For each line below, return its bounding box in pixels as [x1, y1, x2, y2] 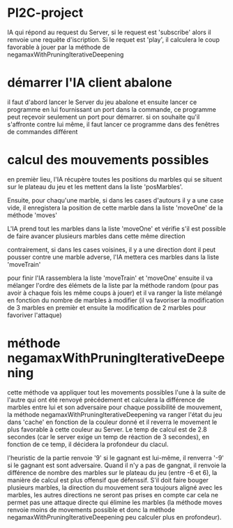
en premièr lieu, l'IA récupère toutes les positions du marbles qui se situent [7, 175, 223, 183]
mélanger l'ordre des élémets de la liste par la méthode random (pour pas [7, 281, 219, 289]
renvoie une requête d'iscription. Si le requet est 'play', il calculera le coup [7, 35, 220, 43]
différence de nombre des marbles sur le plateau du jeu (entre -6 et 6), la [7, 468, 218, 476]
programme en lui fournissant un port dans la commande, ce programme [7, 105, 216, 113]
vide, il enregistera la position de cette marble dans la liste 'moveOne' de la [7, 203, 223, 212]
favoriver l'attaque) [7, 311, 62, 319]
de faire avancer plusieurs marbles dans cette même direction [7, 232, 186, 240]
